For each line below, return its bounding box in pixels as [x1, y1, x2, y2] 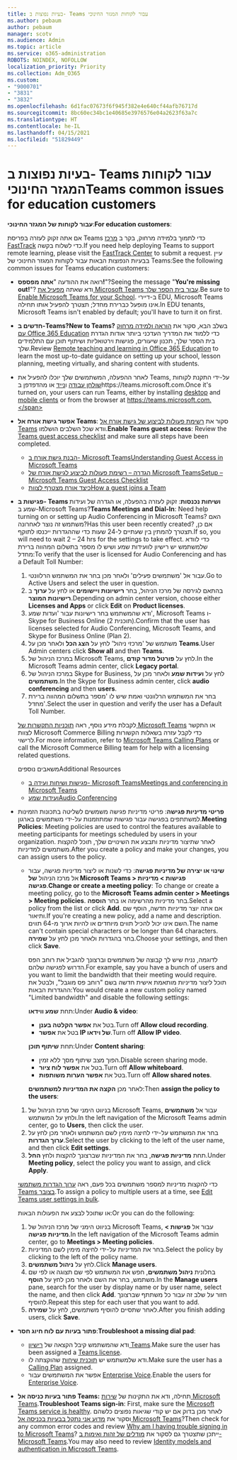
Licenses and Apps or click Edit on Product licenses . [28, 601, 185, 610]
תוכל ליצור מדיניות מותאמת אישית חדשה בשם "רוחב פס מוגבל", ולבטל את [28, 978, 226, 987]
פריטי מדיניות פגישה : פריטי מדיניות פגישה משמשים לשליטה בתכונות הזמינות [17, 807, 224, 816]
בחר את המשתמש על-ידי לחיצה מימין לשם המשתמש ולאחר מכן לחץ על [28, 1129, 219, 1137]
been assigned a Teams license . [28, 1348, 122, 1356]
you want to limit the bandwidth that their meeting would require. [28, 970, 217, 979]
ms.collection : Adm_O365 [7, 70, 81, 77]
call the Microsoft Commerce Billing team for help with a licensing [17, 743, 209, 752]
